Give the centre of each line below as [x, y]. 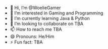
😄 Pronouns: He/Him [32, 36]
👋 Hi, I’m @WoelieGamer [36, 8]
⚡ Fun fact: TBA [26, 42]
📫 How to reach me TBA [36, 29]
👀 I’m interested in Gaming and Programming [57, 13]
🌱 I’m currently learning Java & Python [50, 18]
